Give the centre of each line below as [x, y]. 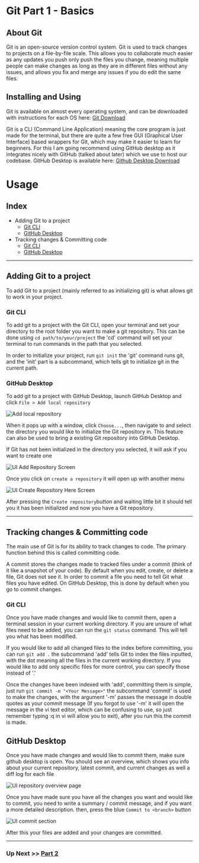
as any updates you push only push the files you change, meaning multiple [97, 60]
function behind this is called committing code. [63, 553]
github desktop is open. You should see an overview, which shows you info [98, 762]
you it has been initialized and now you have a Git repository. [80, 508]
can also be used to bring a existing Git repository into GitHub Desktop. [93, 438]
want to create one [29, 456]
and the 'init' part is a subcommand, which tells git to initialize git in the [93, 361]
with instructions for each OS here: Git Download [66, 117]
